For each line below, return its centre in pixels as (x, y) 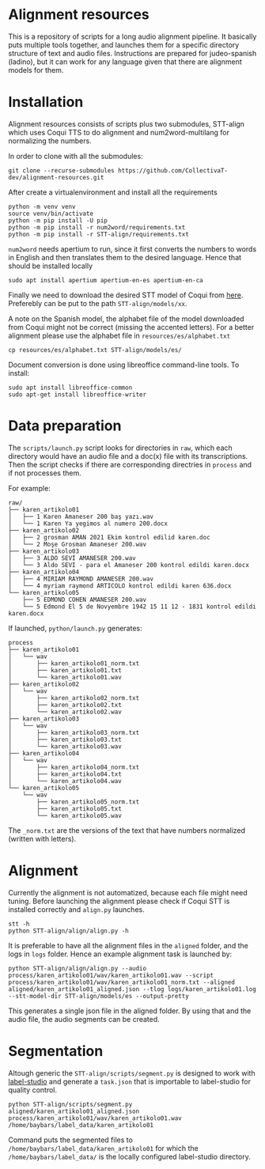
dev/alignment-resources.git (56, 177)
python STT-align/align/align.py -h (68, 931)
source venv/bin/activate (51, 214)
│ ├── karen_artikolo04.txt (65, 774)
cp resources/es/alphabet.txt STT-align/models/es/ (95, 350)
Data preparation (65, 426)
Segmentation (56, 1051)
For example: (30, 488)
